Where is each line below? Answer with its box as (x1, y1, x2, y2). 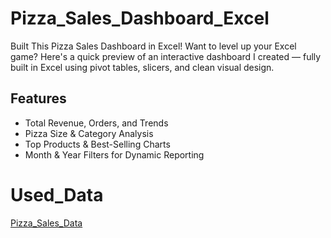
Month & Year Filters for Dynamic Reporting (24, 148, 205, 161)
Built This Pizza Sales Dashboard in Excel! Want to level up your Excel (10, 40, 297, 52)
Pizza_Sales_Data (10, 217, 83, 229)
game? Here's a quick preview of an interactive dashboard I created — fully (10, 50, 322, 62)
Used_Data (10, 183, 104, 206)
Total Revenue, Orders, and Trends (24, 117, 169, 129)
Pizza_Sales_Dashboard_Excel (10, 7, 270, 30)
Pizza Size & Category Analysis (24, 127, 154, 139)
